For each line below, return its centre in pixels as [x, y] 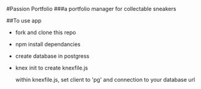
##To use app [24, 20]
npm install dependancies [48, 44]
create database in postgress [52, 56]
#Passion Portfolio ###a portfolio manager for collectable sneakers [91, 9]
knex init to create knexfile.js [51, 68]
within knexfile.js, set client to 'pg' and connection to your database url [105, 80]
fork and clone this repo [45, 32]
